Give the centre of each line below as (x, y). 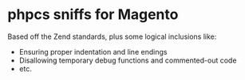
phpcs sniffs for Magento (93, 15)
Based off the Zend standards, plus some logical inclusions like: (112, 36)
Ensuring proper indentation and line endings (93, 51)
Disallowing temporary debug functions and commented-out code (128, 60)
